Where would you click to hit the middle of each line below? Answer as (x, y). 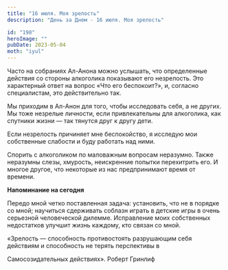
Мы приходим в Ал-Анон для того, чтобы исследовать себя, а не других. (114, 106)
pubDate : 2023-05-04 (37, 45)
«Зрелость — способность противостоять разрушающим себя (100, 238)
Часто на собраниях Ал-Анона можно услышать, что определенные (107, 71)
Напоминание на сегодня (46, 190)
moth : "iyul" (26, 52)
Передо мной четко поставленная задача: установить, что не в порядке (113, 203)
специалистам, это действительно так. (64, 93)
